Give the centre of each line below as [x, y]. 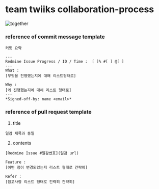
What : [12, 71]
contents [22, 143]
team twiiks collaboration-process [80, 9]
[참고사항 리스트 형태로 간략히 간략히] [40, 182]
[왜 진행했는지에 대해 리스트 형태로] [38, 90]
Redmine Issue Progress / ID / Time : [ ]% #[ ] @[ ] [65, 62]
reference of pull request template [48, 112]
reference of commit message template [55, 37]
